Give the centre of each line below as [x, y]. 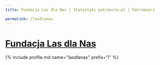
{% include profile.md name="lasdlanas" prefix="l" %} [62, 57]
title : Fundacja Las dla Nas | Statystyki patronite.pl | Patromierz [80, 10]
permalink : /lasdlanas [29, 19]
